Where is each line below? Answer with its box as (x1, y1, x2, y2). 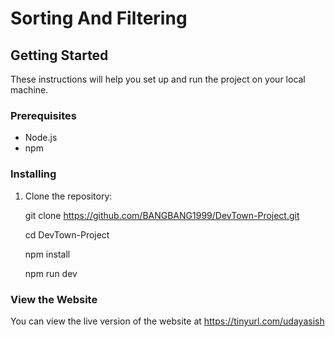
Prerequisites (10, 108, 77, 122)
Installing (10, 167, 57, 181)
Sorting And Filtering (10, 7, 188, 30)
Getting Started (10, 47, 109, 64)
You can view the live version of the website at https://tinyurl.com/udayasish (10, 315, 325, 327)
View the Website (10, 292, 98, 306)
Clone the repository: (24, 190, 113, 202)
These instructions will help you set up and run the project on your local (10, 73, 306, 85)
